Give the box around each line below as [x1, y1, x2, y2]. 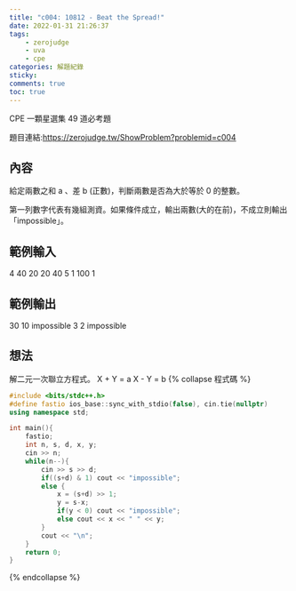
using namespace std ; [9, 408, 90, 417]
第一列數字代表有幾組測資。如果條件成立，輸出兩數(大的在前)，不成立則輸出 [9, 204, 288, 215]
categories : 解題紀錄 [9, 63, 84, 72]
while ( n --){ [25, 457, 69, 466]
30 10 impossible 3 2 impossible [9, 320, 127, 331]
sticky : [9, 71, 38, 80]
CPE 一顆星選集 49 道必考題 [9, 113, 112, 124]
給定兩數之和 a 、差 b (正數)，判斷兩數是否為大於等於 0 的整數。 [9, 186, 245, 196]
